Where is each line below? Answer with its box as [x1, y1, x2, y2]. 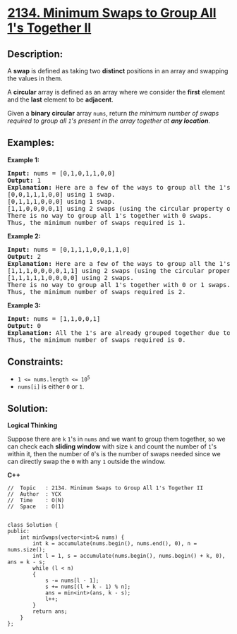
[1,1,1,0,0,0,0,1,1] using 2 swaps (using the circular [7, 267, 205, 274]
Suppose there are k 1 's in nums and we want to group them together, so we [7, 435, 226, 444]
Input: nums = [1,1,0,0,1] [7, 315, 101, 322]
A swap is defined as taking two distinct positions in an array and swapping [7, 67, 229, 75]
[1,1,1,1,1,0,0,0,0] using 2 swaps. [7, 274, 134, 281]
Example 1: [7, 155, 40, 164]
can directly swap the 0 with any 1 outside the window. [7, 457, 166, 466]
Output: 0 [7, 322, 41, 329]
